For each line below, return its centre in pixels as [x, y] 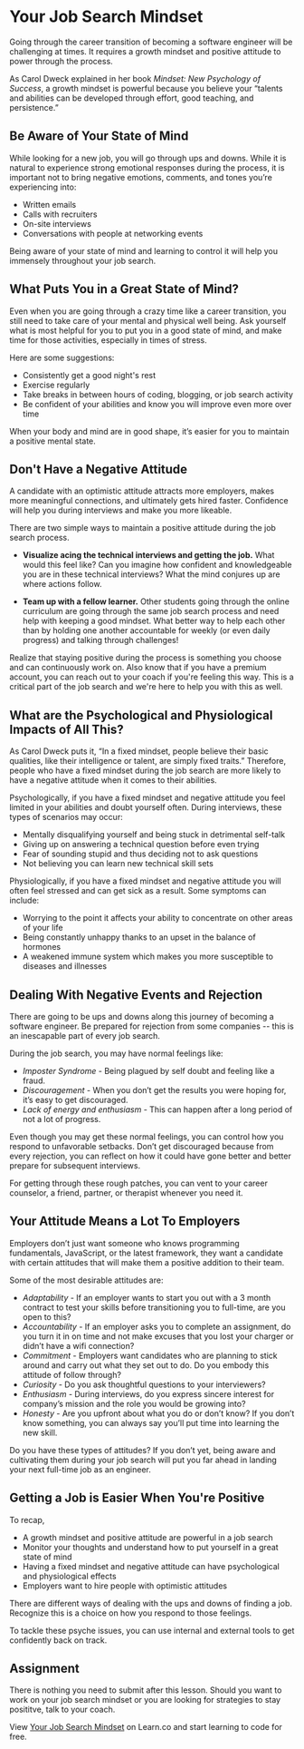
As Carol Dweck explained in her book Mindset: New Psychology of [135, 78]
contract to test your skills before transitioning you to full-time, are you [154, 1307]
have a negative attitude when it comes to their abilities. [113, 780]
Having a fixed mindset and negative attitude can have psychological [151, 1566]
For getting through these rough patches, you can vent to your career [139, 1183]
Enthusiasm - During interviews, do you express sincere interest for [148, 1393]
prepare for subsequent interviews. [75, 1166]
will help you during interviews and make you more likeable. [121, 511]
